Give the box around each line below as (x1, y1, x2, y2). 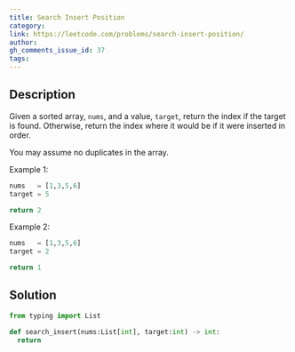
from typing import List (9, 311, 101, 320)
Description (9, 87, 76, 102)
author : (9, 37, 38, 47)
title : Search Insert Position (9, 12, 125, 22)
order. (9, 130, 31, 140)
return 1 (9, 263, 42, 272)
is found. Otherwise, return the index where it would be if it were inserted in (9, 120, 286, 131)
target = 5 (9, 189, 50, 198)
